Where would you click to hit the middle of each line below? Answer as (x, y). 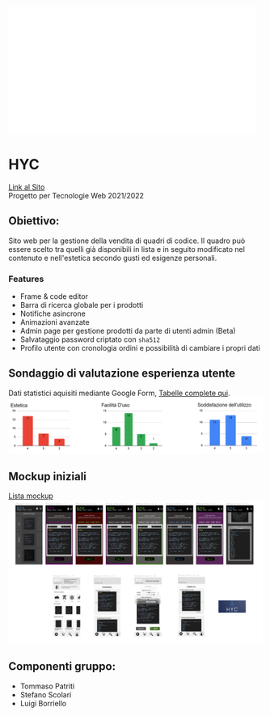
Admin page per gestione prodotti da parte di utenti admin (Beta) (128, 331)
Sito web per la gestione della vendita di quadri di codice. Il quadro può (127, 241)
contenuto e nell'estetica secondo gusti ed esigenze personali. (113, 258)
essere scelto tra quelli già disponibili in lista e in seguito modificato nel (127, 249)
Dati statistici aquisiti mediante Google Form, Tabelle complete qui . (119, 393)
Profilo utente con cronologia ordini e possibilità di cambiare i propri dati (140, 348)
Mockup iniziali (48, 476)
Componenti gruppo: (62, 667)
